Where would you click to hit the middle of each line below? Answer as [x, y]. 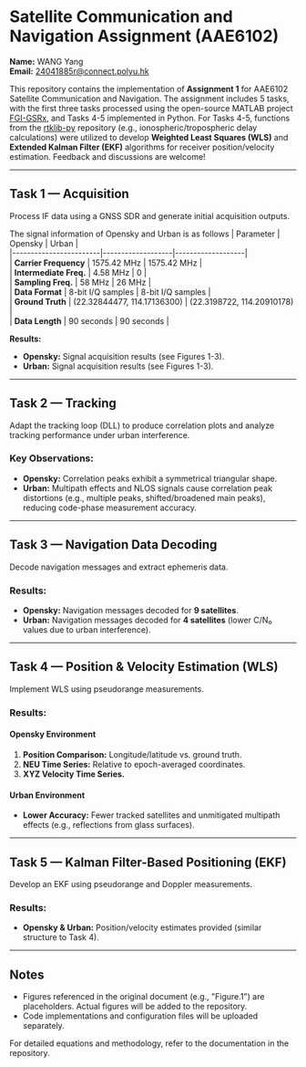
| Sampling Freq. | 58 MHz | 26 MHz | [81, 282]
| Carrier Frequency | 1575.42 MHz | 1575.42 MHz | [106, 263]
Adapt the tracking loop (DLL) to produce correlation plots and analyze [142, 425]
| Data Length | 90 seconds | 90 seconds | [90, 320]
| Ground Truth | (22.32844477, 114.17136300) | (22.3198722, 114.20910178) [152, 301]
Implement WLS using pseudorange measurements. [107, 689]
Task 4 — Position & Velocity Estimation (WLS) [144, 667]
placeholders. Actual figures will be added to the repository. [135, 1007]
